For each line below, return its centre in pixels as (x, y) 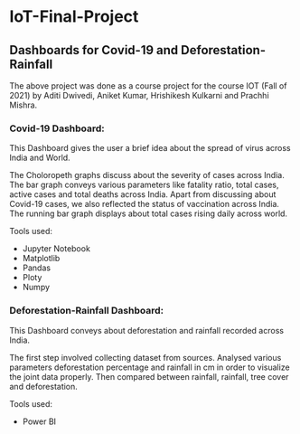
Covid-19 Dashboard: (57, 128)
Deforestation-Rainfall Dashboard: (87, 311)
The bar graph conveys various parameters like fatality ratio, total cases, (144, 185)
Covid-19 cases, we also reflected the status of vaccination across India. (145, 204)
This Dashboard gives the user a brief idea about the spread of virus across (150, 148)
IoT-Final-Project (74, 17)
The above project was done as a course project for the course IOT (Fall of (148, 86)
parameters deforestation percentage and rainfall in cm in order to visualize (150, 367)
